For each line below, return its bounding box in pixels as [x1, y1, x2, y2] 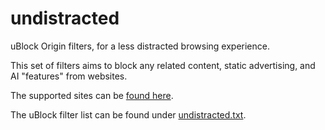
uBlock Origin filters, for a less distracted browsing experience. [10, 40, 270, 52]
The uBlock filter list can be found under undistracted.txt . [10, 108, 247, 121]
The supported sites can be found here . [10, 89, 174, 101]
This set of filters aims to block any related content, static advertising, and [10, 59, 316, 71]
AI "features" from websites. [10, 70, 128, 82]
